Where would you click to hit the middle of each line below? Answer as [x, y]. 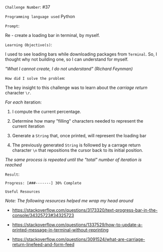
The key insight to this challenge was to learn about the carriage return [76, 88]
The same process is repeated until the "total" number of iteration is [73, 160]
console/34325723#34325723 [43, 215]
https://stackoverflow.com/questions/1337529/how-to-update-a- [77, 225]
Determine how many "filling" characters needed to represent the [78, 121]
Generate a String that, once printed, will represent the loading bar [79, 135]
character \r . [18, 93]
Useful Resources [23, 192]
